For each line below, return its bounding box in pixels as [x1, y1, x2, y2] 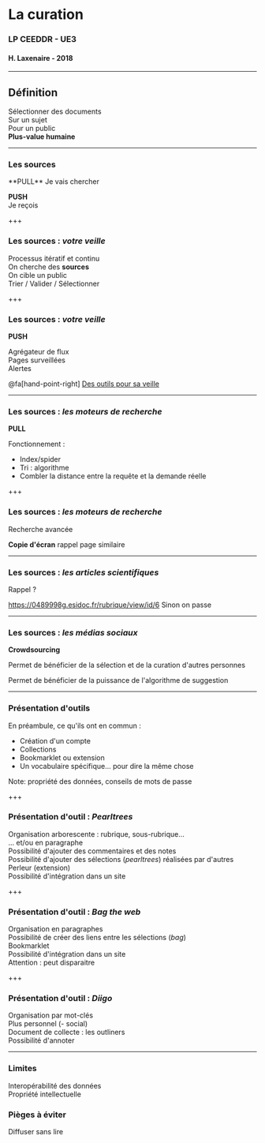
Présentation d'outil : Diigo [8, 993, 113, 1004]
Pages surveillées [8, 355, 65, 365]
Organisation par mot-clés [8, 1010, 93, 1020]
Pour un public [8, 124, 56, 133]
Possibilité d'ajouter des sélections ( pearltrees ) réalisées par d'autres [8, 854, 234, 864]
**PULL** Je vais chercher [8, 177, 100, 186]
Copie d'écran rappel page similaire [8, 539, 125, 549]
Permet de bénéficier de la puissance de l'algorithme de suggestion [8, 676, 229, 685]
